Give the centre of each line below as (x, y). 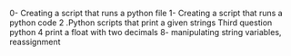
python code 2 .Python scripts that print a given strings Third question (141, 23)
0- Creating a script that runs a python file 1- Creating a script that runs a (146, 13)
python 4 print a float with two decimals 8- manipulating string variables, (145, 32)
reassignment (35, 42)
